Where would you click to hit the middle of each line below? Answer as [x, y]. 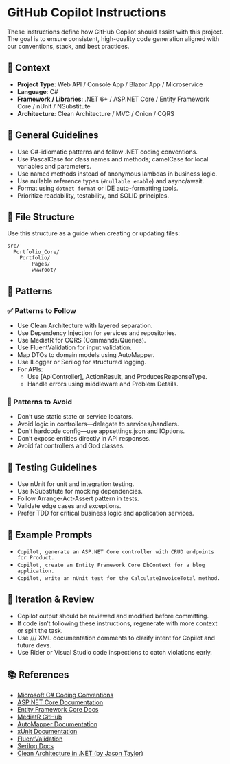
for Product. [36, 557]
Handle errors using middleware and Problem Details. [103, 384]
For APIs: [30, 369]
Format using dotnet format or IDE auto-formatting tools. [97, 188]
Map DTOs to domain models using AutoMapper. [86, 355]
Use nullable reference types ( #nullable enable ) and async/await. [111, 181]
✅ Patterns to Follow [42, 310]
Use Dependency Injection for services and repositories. [97, 333]
